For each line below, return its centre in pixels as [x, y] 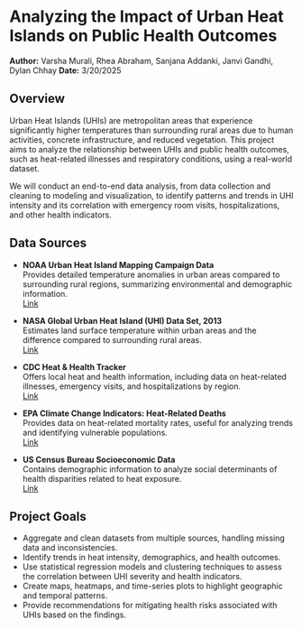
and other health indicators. [61, 215]
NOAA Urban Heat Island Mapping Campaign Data [118, 264]
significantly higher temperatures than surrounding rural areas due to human [151, 130]
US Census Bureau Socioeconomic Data [99, 459]
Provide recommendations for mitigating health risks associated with [150, 606]
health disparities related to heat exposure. [102, 478]
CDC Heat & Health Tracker [74, 366]
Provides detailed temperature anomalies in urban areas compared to [151, 274]
